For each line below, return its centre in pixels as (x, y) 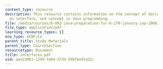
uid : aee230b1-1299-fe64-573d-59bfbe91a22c (50, 59)
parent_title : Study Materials (37, 41)
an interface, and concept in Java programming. (59, 18)
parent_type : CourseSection (33, 46)
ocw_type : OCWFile (24, 37)
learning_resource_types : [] (34, 32)
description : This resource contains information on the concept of (76, 14)
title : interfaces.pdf (28, 55)
